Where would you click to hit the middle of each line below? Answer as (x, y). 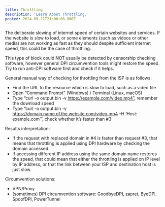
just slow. (22, 170)
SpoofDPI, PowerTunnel (36, 199)
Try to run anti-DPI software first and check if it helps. (60, 69)
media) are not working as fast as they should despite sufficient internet (78, 43)
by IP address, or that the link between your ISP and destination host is (84, 164)
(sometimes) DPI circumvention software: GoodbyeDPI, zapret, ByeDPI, (84, 194)
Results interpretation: (28, 129)
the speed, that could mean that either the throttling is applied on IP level (86, 159)
